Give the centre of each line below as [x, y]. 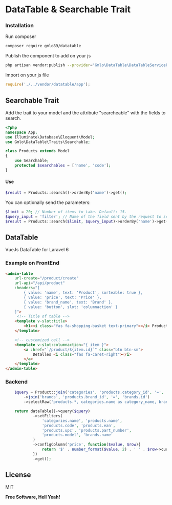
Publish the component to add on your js [48, 56]
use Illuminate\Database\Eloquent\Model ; [50, 137]
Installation [20, 26]
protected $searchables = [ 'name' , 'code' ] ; [63, 166]
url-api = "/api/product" [40, 283]
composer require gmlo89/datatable [43, 46]
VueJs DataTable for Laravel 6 [37, 250]
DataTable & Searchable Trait [68, 9]
